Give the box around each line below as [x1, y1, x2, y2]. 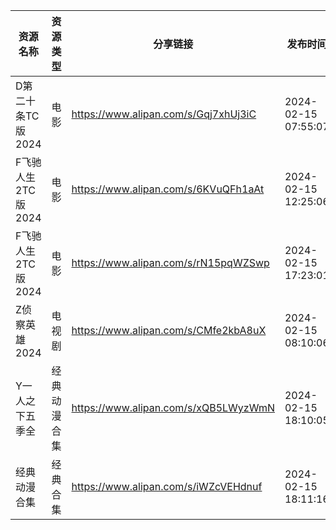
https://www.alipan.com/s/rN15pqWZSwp [71, 256, 270, 269]
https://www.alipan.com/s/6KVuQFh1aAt [71, 182, 265, 196]
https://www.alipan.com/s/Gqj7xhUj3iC [71, 107, 257, 121]
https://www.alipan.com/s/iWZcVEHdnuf [71, 480, 263, 493]
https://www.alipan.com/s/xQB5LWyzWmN [71, 401, 275, 414]
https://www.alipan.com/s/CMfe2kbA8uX [71, 324, 267, 337]
